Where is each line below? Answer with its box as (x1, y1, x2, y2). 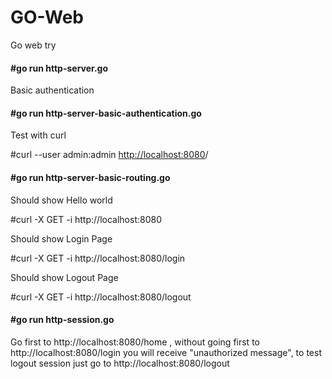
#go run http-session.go (10, 314, 115, 326)
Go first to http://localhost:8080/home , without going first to (10, 336, 260, 348)
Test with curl (10, 129, 67, 141)
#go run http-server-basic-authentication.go (10, 107, 202, 119)
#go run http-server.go (10, 62, 108, 74)
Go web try (10, 39, 57, 51)
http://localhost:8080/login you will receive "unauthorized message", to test (10, 346, 322, 358)
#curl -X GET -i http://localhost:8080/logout (10, 291, 192, 303)
